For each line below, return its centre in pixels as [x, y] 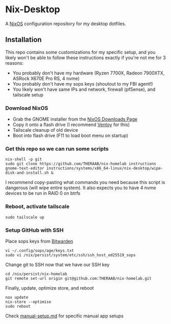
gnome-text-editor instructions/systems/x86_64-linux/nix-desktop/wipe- [84, 168]
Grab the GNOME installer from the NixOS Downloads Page [75, 119]
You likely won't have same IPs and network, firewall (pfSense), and [84, 89]
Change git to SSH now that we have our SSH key [57, 265]
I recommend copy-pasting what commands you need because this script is [85, 183]
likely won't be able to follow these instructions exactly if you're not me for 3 [86, 57]
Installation [23, 40]
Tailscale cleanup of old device [45, 130]
